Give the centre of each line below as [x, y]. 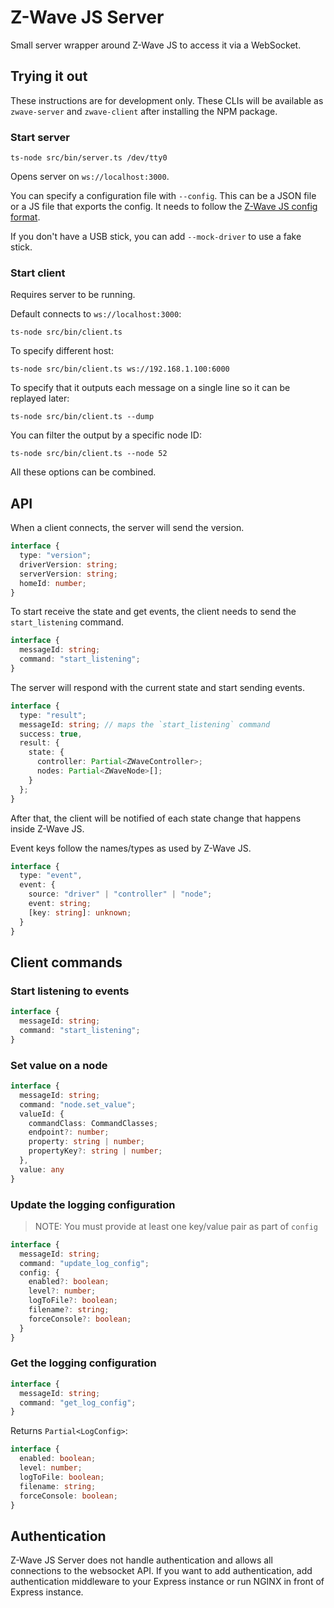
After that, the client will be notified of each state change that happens [156, 818]
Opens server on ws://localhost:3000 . [90, 177]
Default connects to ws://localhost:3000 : [96, 314]
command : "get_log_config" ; [78, 1402]
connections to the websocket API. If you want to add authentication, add [161, 1571]
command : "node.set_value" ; [78, 1104]
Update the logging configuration [93, 1204]
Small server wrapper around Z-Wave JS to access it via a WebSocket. [156, 45]
